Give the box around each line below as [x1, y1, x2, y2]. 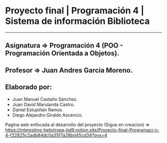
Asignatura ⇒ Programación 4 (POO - [5, 41, 123, 50]
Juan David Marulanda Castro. [12, 101, 75, 107]
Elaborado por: [5, 83, 52, 91]
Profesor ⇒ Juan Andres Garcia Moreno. [5, 66, 133, 74]
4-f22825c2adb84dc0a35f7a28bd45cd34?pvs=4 [5, 132, 108, 138]
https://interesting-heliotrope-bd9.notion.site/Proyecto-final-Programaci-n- [5, 127, 160, 133]
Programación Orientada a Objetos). [5, 49, 119, 58]
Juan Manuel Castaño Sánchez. [12, 96, 78, 102]
